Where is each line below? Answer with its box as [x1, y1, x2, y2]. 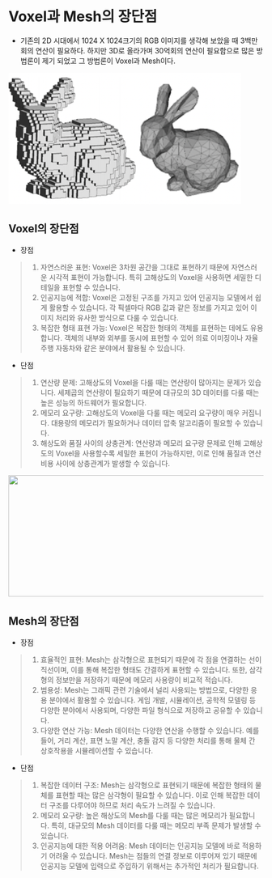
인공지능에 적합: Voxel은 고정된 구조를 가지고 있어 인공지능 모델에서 [40, 292, 253, 302]
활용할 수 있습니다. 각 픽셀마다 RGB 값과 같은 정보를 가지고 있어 [49, 303, 249, 312]
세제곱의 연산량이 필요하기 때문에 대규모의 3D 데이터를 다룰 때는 [57, 388, 260, 397]
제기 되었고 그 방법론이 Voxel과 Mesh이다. [41, 56, 176, 66]
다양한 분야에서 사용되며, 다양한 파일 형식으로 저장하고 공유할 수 [40, 705, 241, 715]
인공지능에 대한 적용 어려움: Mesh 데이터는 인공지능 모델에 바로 [40, 841, 240, 850]
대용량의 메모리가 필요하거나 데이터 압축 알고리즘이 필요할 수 [51, 418, 241, 427]
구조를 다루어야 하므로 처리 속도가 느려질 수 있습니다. [49, 800, 216, 810]
